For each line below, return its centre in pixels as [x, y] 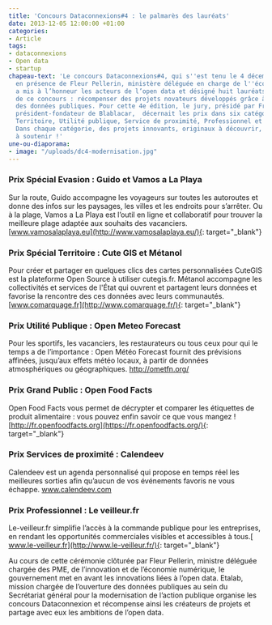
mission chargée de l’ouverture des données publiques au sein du [118, 587]
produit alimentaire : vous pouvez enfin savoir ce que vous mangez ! [122, 416]
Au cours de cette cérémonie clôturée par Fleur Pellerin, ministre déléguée [133, 561]
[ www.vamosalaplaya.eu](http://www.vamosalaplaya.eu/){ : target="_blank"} [135, 232]
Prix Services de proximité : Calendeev [86, 454]
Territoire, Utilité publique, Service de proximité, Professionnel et [139, 121]
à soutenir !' [39, 136]
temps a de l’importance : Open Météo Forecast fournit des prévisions [125, 352]
